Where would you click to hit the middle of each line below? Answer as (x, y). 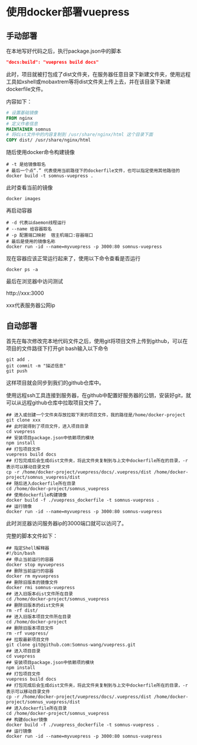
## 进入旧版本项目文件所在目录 (39, 617)
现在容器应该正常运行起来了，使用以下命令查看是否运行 (73, 259)
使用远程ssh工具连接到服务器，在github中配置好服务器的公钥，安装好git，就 (99, 395)
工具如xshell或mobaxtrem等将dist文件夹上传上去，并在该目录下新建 (88, 81)
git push (17, 371)
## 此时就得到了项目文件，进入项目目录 (47, 426)
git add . (18, 360)
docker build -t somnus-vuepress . (50, 176)
